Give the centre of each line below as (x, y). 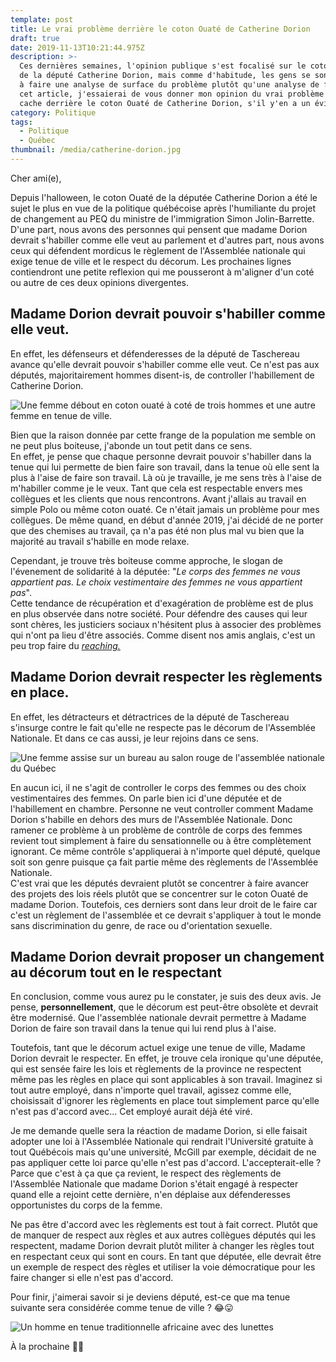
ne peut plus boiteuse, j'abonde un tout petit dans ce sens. (131, 445)
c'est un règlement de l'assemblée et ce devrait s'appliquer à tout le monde (166, 915)
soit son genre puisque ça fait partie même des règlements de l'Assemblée (164, 862)
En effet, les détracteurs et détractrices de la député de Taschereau (150, 717)
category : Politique (53, 112)
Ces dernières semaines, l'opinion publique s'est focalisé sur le (163, 66)
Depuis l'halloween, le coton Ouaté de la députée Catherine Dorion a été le (164, 197)
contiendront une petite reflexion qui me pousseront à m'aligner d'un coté (162, 272)
